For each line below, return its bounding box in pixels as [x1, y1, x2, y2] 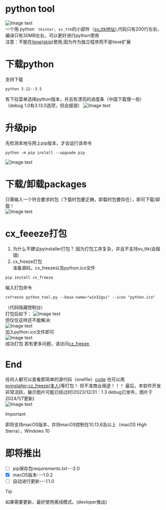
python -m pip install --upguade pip [5, 150, 85, 155]
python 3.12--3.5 [5, 86, 42, 92]
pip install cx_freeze [5, 275, 53, 280]
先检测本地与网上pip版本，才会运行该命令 [5, 140, 92, 146]
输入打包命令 [5, 284, 32, 290]
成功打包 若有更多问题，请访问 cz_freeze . [5, 340, 90, 346]
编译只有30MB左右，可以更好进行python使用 [5, 32, 99, 38]
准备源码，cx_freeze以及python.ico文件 [12, 264, 95, 271]
